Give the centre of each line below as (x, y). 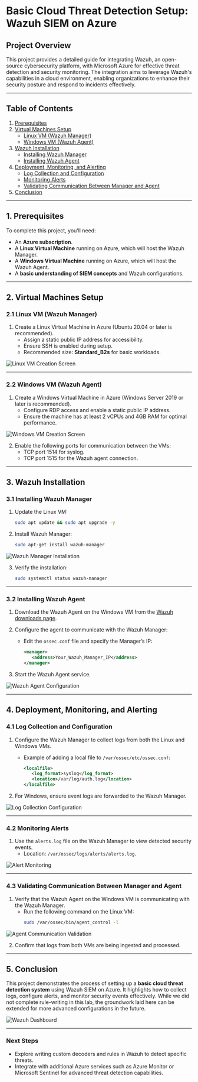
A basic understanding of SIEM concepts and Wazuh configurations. (99, 273)
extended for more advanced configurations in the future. (76, 1009)
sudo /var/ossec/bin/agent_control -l (71, 922)
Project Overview (39, 45)
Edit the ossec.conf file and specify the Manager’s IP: (88, 641)
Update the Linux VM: (41, 512)
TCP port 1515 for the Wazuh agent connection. (81, 458)
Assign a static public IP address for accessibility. (83, 340)
